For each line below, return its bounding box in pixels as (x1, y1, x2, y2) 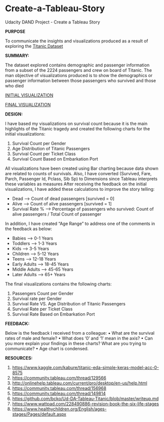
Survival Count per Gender (12, 140, 66, 146)
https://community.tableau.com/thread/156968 (12, 385, 106, 391)
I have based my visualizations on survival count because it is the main (5, 121, 148, 126)
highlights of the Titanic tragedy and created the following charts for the (5, 125, 150, 132)
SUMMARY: (5, 52, 29, 59)
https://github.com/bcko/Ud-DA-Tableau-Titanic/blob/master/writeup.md (12, 396, 159, 402)
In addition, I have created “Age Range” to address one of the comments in (5, 221, 155, 226)
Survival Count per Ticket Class (12, 151, 76, 157)
